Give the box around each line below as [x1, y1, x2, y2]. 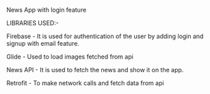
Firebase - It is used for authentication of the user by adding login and [6, 32, 204, 40]
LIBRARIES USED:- [6, 19, 60, 27]
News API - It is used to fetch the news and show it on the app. [6, 66, 184, 74]
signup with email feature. [6, 40, 80, 47]
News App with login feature [6, 6, 87, 14]
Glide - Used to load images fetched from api [6, 52, 134, 61]
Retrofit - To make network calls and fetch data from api [6, 79, 165, 87]
